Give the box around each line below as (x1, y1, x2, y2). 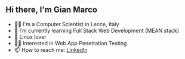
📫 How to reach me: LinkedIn (14, 46, 88, 53)
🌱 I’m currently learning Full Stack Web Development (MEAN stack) (14, 27, 180, 34)
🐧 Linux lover (14, 33, 47, 41)
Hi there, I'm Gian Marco (5, 5, 98, 15)
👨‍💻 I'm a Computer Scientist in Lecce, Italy (14, 20, 119, 27)
